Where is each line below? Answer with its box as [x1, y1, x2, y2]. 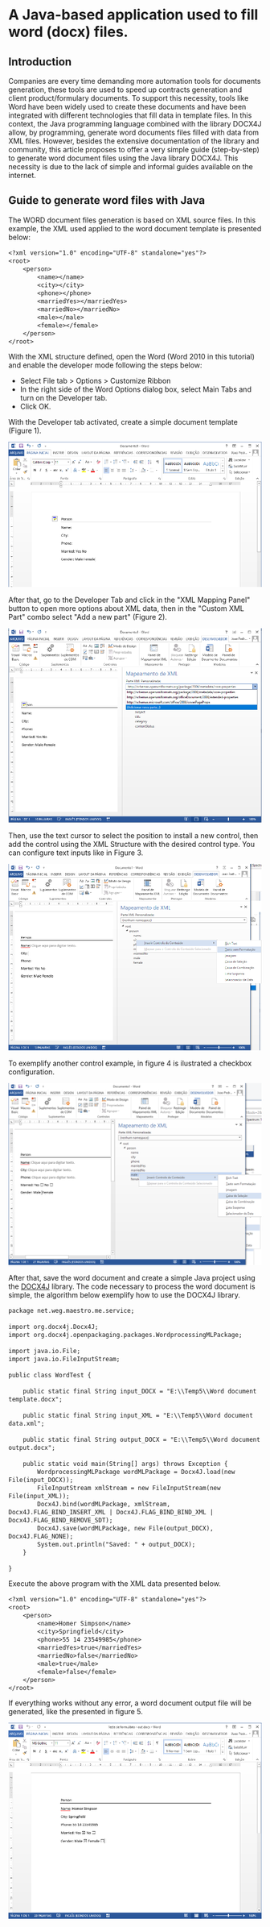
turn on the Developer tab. [19, 392, 108, 402]
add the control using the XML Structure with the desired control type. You [8, 840, 256, 849]
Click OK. [19, 401, 51, 411]
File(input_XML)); [8, 1493, 70, 1501]
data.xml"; [8, 1420, 45, 1428]
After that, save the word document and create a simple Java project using [8, 1273, 256, 1283]
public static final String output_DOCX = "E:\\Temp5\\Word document [22, 1436, 261, 1444]
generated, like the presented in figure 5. [8, 1707, 143, 1717]
